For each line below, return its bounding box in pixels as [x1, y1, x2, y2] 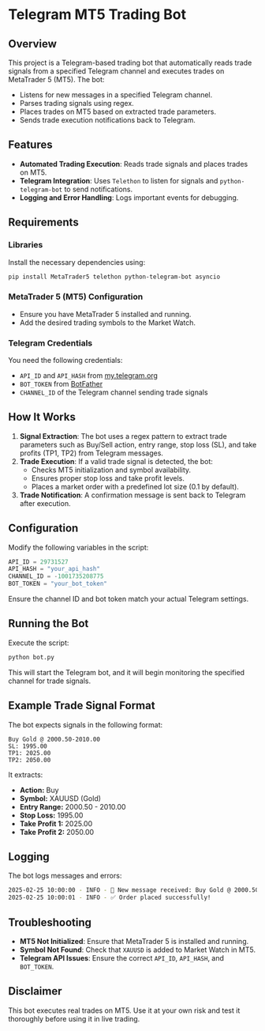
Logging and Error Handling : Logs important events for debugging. [19, 192, 239, 202]
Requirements [8, 216, 79, 229]
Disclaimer [8, 984, 62, 998]
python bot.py [8, 653, 55, 661]
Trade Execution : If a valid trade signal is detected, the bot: [19, 456, 213, 466]
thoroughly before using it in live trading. [8, 1014, 140, 1023]
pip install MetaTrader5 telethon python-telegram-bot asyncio [8, 273, 221, 281]
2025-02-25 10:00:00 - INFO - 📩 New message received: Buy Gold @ [8, 886, 231, 894]
